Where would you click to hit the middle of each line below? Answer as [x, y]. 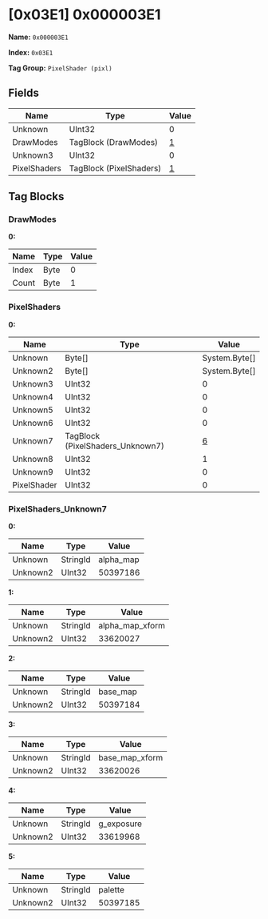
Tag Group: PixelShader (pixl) [61, 68]
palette [112, 890]
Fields [24, 93]
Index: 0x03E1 [31, 52]
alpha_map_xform [132, 626]
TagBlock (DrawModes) [113, 142]
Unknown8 [33, 459]
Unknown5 [33, 410]
